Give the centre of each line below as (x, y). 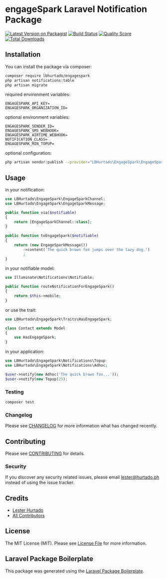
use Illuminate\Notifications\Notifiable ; (50, 278)
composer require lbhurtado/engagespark (48, 76)
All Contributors (28, 516)
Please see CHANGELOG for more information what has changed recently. (81, 426)
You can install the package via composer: (48, 66)
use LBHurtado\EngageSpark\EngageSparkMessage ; (55, 203)
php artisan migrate (27, 85)
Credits (17, 498)
